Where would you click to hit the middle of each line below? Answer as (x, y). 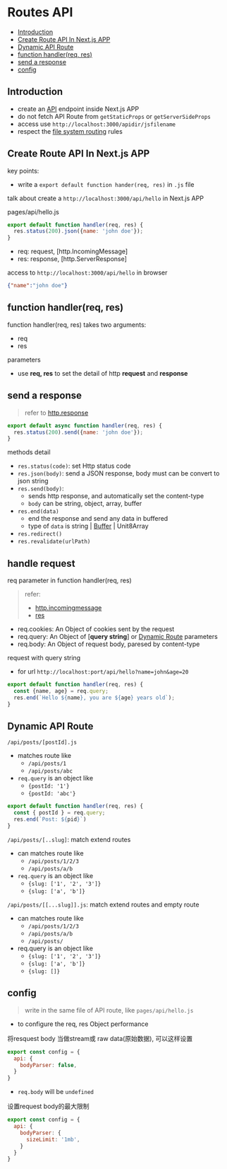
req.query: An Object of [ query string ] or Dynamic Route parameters (118, 637)
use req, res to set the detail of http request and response (103, 373)
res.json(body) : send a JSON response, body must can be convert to (118, 473)
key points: (23, 171)
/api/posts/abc (50, 771)
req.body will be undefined (55, 1092)
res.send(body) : (41, 488)
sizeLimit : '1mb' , (53, 1139)
